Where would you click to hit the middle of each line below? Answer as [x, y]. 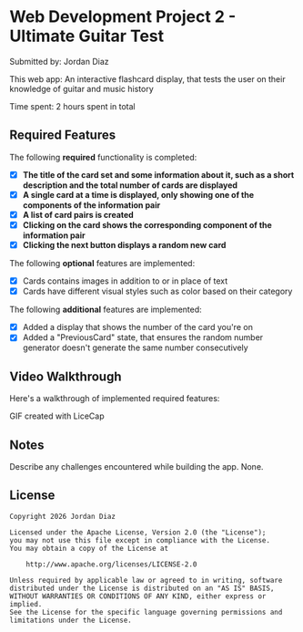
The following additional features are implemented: [106, 310]
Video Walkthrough [66, 376]
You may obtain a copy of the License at [89, 548]
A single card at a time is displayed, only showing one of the [138, 194]
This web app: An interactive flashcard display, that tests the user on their [147, 78]
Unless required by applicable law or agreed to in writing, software [146, 580]
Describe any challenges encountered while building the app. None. [136, 466]
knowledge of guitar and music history [82, 88]
